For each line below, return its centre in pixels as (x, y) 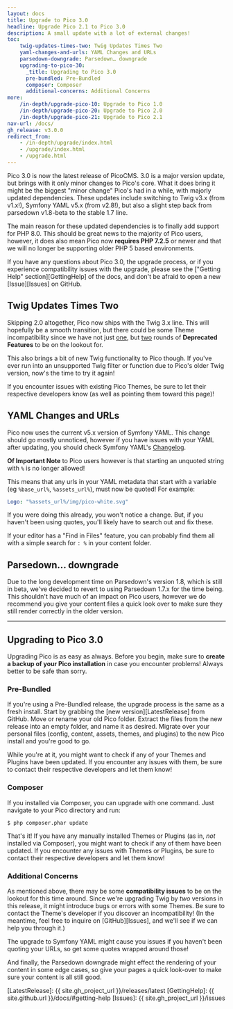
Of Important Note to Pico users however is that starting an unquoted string (115, 460)
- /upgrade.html (43, 156)
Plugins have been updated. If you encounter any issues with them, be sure (115, 762)
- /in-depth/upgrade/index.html (66, 143)
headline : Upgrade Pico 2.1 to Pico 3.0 (67, 26)
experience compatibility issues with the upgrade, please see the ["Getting (114, 269)
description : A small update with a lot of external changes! (99, 33)
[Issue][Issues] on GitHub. (44, 284)
